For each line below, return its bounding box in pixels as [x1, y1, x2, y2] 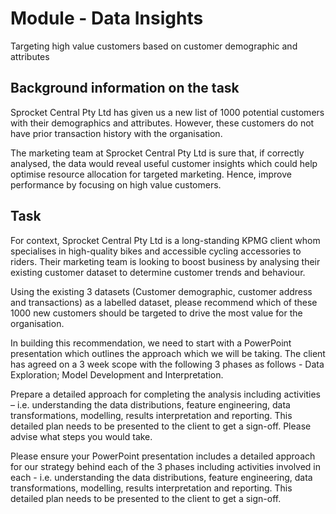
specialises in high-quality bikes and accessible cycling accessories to [10, 245, 302, 257]
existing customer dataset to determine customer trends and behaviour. [10, 266, 306, 278]
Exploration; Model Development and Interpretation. [10, 368, 224, 381]
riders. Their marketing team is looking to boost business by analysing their [10, 255, 321, 267]
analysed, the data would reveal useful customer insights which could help [10, 157, 318, 169]
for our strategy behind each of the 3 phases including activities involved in [10, 460, 322, 472]
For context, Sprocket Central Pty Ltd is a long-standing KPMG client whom [10, 234, 321, 246]
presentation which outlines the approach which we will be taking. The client [10, 347, 326, 359]
